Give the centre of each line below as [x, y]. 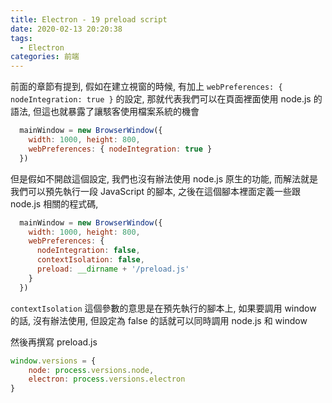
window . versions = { [53, 361]
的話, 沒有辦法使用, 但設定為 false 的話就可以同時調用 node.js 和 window [159, 320]
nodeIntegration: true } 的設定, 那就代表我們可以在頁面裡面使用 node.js [161, 99]
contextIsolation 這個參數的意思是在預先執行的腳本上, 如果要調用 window [163, 308]
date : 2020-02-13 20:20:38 [66, 29]
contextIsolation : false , [90, 260]
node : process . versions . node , [91, 370]
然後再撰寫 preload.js [54, 342]
